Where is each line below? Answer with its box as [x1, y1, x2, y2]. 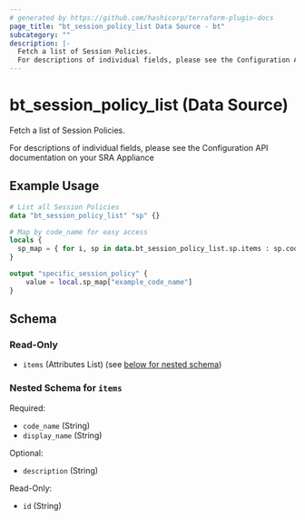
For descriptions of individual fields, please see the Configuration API [9, 142, 269, 153]
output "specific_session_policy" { [9, 269, 148, 278]
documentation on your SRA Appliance [9, 152, 154, 163]
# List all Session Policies [9, 202, 120, 212]
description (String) [22, 465, 98, 475]
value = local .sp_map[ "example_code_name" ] [25, 277, 193, 286]
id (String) [22, 500, 62, 511]
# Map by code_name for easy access [9, 227, 148, 236]
